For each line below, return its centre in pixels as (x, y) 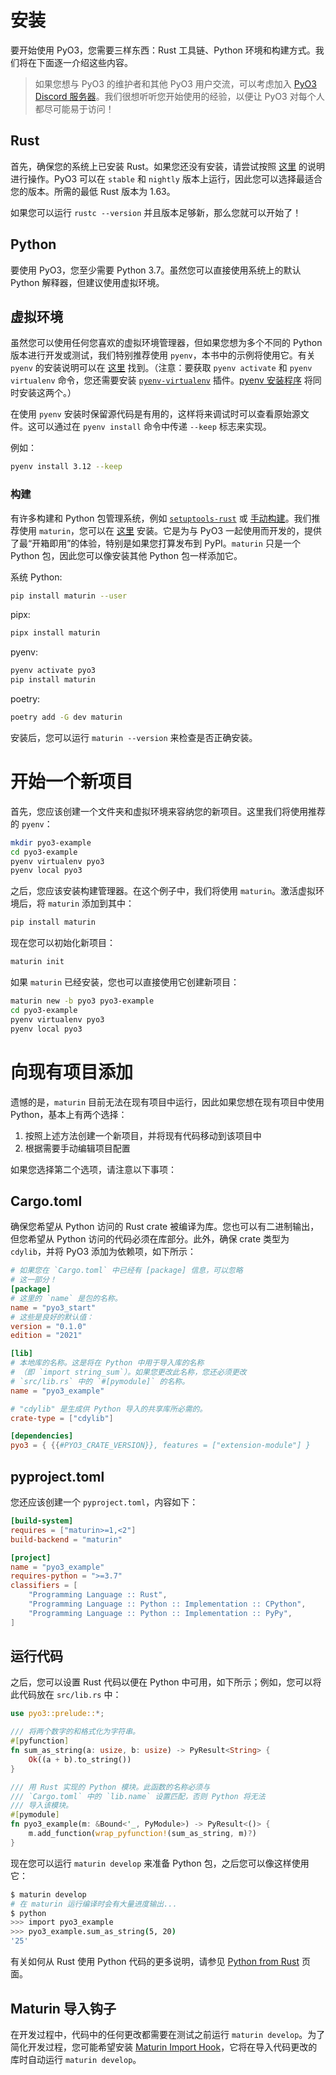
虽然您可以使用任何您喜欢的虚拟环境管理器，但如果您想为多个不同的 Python (166, 343)
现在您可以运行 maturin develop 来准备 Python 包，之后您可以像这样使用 (160, 1863)
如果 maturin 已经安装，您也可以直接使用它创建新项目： (125, 982)
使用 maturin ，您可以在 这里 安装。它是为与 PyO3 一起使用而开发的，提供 (170, 530)
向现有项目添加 (72, 1072)
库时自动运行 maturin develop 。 (76, 2059)
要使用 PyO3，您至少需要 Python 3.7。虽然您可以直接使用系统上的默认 (156, 270)
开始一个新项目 (72, 782)
